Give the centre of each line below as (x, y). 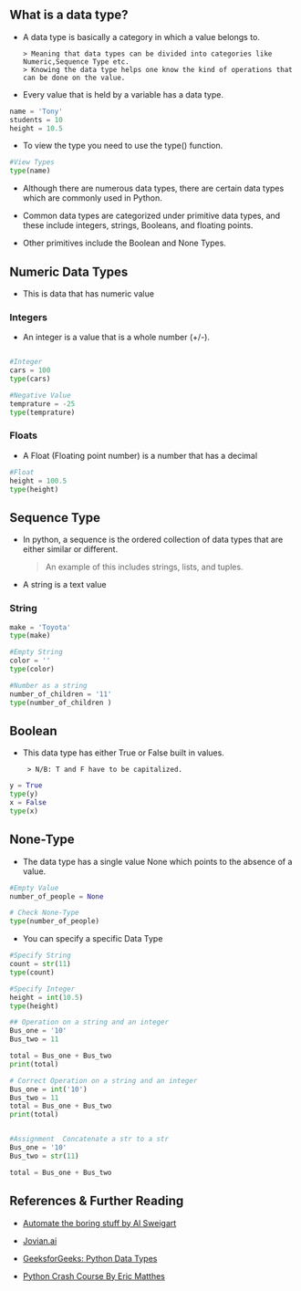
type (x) (24, 811)
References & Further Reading (97, 1201)
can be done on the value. (74, 78)
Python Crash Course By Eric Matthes (94, 1275)
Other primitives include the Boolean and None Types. (124, 243)
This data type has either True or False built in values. (124, 753)
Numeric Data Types (69, 271)
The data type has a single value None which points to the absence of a (157, 861)
